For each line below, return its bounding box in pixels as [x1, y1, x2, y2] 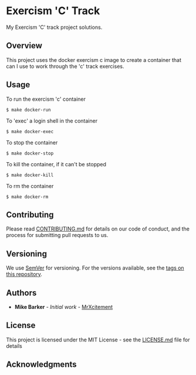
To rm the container [6, 182, 54, 189]
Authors [6, 288, 37, 298]
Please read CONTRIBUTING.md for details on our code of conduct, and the [6, 225, 190, 232]
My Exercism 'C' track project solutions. [6, 24, 103, 31]
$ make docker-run [6, 107, 51, 113]
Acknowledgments [6, 360, 77, 370]
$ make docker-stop [6, 150, 54, 156]
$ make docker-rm [6, 193, 49, 200]
